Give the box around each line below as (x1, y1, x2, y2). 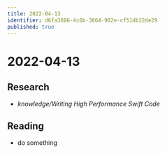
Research (7, 81, 50, 93)
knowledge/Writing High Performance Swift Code (17, 99, 161, 108)
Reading (7, 120, 44, 132)
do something (17, 139, 58, 147)
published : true (7, 23, 55, 30)
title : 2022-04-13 (7, 10, 61, 17)
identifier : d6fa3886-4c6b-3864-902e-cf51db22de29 (7, 17, 158, 24)
